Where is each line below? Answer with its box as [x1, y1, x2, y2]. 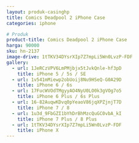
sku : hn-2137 [6, 48, 40, 55]
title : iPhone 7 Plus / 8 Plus [17, 116, 97, 122]
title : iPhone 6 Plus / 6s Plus [17, 94, 100, 100]
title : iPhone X [17, 127, 59, 134]
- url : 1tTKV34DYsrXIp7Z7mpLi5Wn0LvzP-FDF [12, 122, 122, 128]
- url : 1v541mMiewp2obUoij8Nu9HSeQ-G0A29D [12, 77, 122, 83]
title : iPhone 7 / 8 [17, 105, 70, 111]
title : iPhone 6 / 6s [17, 82, 72, 88]
